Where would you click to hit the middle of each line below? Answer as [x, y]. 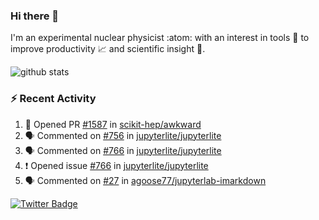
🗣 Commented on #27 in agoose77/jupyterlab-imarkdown [145, 180]
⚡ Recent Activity [53, 99]
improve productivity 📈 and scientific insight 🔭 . [108, 49]
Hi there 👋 [35, 16]
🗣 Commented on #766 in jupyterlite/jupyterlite [123, 150]
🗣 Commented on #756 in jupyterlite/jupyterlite [123, 135]
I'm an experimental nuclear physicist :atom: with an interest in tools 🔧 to [160, 38]
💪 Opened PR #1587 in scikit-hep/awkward [113, 124]
